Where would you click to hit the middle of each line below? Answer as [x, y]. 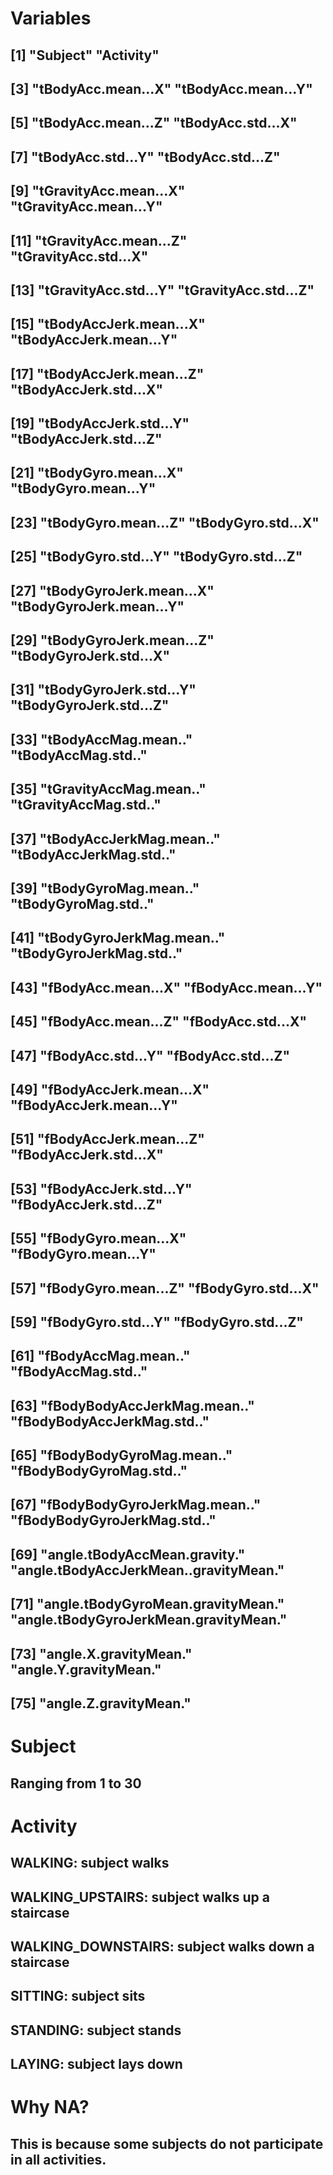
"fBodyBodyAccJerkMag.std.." [110, 1421]
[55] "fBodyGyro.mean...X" [98, 1238]
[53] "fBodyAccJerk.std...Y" [101, 1188]
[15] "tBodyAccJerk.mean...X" [108, 324]
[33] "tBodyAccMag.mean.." [101, 739]
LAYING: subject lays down [96, 2064]
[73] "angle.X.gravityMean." [101, 1653]
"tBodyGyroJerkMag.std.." [96, 953]
